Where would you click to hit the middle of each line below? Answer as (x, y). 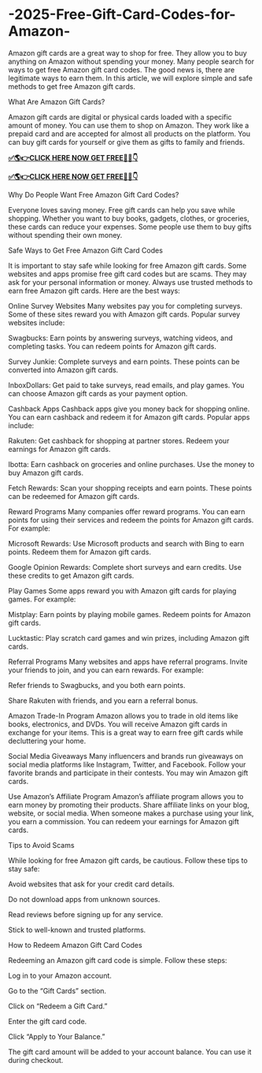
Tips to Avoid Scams (41, 845)
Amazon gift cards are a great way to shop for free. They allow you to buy (128, 53)
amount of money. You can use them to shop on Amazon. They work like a (129, 125)
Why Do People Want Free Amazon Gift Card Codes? (94, 194)
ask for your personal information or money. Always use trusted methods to (131, 282)
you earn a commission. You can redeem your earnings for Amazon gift (124, 821)
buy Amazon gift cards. (46, 472)
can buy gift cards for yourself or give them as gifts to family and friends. (127, 142)
